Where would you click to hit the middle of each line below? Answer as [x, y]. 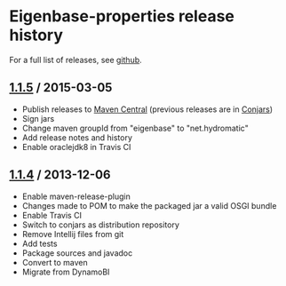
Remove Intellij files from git [73, 234]
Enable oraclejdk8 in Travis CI [76, 147]
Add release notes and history [77, 137]
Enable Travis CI [52, 215]
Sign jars [38, 118]
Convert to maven [55, 262]
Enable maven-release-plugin [76, 196]
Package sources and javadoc [77, 253]
